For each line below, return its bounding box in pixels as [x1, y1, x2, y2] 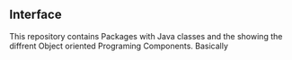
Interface [9, 7, 62, 22]
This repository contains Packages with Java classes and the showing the [9, 30, 283, 41]
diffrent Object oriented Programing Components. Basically [9, 40, 229, 51]
